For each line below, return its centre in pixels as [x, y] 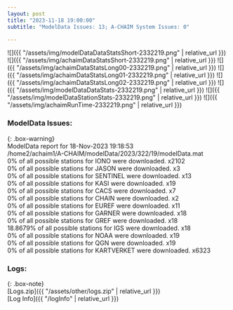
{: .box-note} [26, 283]
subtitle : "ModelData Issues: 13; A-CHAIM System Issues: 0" [99, 27]
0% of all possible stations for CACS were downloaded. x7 [92, 191]
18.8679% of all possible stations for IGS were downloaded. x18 [99, 228]
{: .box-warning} [31, 138]
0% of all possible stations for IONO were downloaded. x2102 [96, 161]
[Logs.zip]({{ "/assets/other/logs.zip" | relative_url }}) [84, 291]
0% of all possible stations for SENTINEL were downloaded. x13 [99, 175]
